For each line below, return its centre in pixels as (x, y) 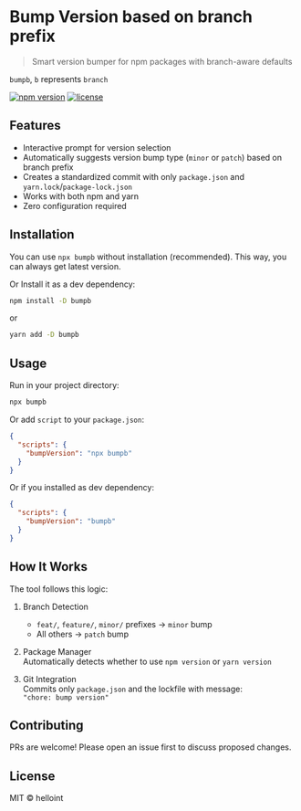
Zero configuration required (75, 205)
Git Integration (50, 679)
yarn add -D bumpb (44, 335)
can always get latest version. (65, 266)
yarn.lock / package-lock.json (77, 186)
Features (35, 126)
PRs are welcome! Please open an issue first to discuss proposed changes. (150, 747)
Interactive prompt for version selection (97, 147)
